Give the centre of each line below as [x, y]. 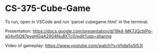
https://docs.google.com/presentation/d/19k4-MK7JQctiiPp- [93, 31]
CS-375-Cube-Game [48, 8]
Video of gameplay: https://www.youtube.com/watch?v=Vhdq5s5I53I [74, 45]
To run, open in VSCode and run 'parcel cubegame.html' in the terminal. [77, 22]
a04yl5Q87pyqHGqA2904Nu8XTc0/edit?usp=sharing [58, 36]
